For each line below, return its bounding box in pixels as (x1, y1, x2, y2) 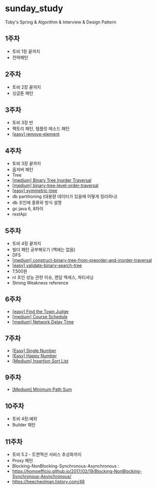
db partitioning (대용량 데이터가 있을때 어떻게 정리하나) (12, 193, 118, 199)
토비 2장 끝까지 (12, 84, 41, 90)
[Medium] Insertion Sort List (12, 358, 69, 364)
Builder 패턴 (12, 422, 36, 428)
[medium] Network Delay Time (12, 319, 74, 325)
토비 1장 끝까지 (12, 48, 40, 54)
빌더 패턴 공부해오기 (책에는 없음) (12, 247, 76, 252)
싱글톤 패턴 (12, 90, 34, 96)
